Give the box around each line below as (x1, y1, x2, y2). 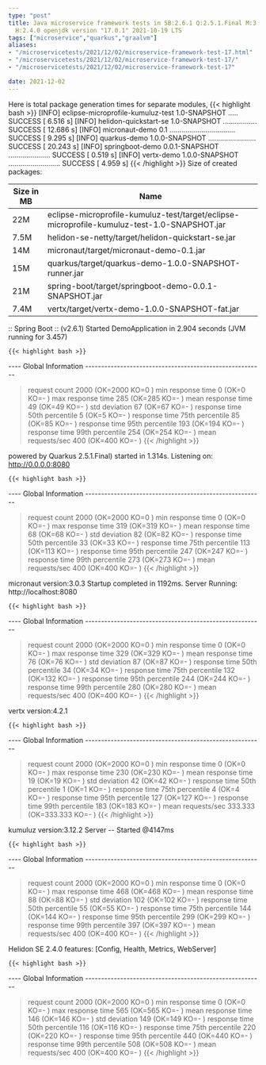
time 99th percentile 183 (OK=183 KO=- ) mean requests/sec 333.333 (27, 801, 256, 810)
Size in (13, 186, 40, 197)
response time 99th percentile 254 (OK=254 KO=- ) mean (27, 427, 217, 436)
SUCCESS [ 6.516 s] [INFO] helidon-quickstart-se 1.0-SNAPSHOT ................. (8, 116, 257, 125)
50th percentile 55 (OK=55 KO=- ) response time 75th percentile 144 (27, 903, 252, 913)
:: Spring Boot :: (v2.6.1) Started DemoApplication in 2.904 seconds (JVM (8, 323, 246, 333)
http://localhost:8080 (8, 586, 78, 596)
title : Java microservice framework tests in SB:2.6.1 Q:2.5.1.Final (8, 19, 243, 27)
